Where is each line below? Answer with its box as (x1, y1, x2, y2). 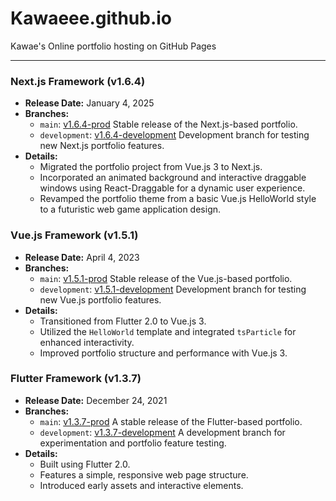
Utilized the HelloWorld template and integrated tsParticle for (39, 325, 297, 337)
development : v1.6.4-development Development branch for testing (39, 129, 310, 141)
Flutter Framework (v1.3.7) (10, 372, 142, 386)
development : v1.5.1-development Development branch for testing (39, 283, 307, 295)
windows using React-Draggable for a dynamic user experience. (39, 182, 306, 194)
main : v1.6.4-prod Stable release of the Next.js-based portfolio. (39, 118, 298, 131)
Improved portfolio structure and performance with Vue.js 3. (39, 347, 288, 359)
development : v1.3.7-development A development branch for (39, 426, 286, 438)
